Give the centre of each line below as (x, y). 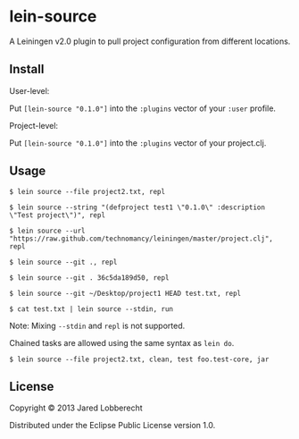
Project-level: (34, 125)
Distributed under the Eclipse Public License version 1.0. (112, 426)
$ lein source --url (48, 231)
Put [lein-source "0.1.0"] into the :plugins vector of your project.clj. (138, 143)
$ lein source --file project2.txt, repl (87, 191)
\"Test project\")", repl (57, 215)
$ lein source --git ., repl (63, 262)
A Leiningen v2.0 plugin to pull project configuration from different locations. (150, 41)
